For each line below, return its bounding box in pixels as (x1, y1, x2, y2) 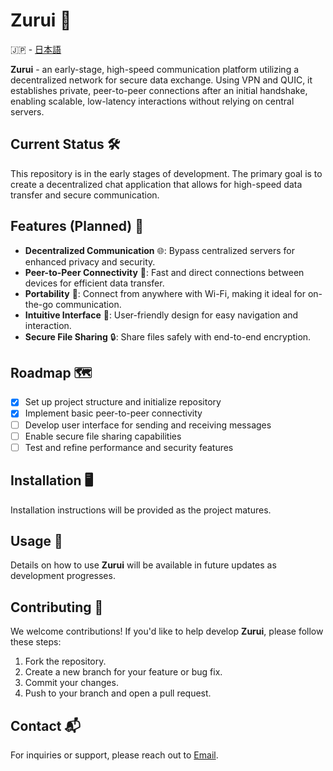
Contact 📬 (10, 717, 81, 734)
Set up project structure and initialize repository (24, 396, 222, 408)
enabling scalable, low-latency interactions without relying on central (10, 95, 295, 107)
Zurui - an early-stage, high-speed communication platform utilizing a (10, 63, 300, 75)
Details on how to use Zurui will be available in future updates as (10, 559, 277, 571)
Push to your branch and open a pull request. (24, 687, 212, 699)
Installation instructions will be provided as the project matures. (10, 504, 272, 516)
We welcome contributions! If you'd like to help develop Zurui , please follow (10, 625, 324, 638)
